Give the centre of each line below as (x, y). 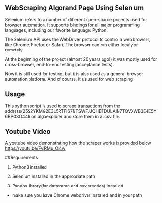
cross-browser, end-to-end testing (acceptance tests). (59, 64)
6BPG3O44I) (18, 116)
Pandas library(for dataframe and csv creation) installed (68, 186)
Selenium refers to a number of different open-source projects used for (76, 19)
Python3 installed (29, 167)
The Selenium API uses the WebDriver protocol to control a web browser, (78, 39)
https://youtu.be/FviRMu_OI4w (35, 148)
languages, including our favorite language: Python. (56, 30)
